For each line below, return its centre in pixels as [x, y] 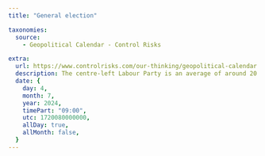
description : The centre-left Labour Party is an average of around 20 [136, 74]
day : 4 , [35, 88]
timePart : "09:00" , [55, 110]
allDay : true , [46, 125]
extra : [19, 59]
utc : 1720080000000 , [56, 118]
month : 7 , [39, 96]
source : [28, 37]
